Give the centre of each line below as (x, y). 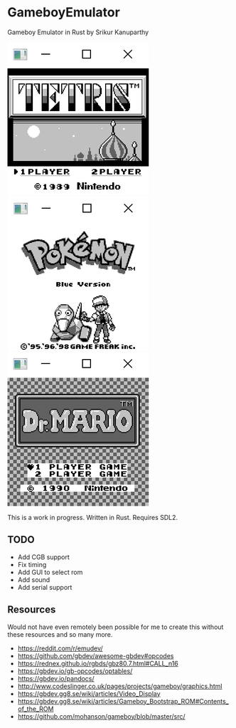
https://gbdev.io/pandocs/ (56, 678)
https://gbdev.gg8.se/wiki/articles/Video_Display (89, 693)
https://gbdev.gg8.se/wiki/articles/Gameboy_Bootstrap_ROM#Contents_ (123, 701)
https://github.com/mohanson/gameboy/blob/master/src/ (102, 716)
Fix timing (32, 564)
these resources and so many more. (60, 634)
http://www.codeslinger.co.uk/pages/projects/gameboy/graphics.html (120, 686)
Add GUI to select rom (50, 572)
